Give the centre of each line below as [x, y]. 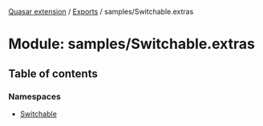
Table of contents [53, 73]
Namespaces [35, 96]
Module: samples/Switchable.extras [131, 44]
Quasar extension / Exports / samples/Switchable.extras [101, 12]
